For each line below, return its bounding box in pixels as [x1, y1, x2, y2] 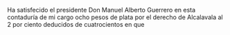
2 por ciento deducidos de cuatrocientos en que [7, 21, 145, 28]
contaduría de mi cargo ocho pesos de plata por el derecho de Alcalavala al [7, 13, 223, 21]
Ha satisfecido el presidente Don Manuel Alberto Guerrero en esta [7, 6, 196, 14]
